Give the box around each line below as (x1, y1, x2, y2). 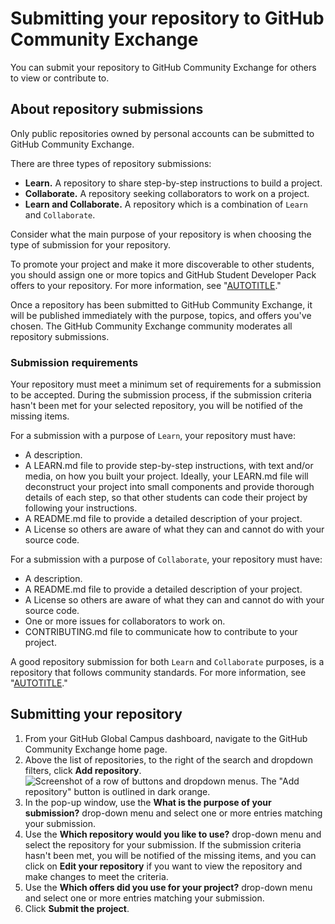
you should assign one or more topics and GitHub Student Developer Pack (10, 268, 317, 281)
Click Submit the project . (24, 902, 130, 914)
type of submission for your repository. (10, 238, 171, 251)
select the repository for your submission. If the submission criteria (24, 838, 302, 851)
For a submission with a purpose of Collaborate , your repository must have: (10, 553, 323, 566)
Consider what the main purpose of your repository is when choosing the (10, 228, 312, 240)
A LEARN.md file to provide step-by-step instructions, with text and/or (24, 460, 314, 472)
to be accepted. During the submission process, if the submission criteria (10, 389, 312, 401)
